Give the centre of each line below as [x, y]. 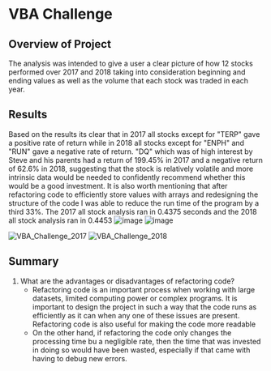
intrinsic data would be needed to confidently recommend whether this [127, 177]
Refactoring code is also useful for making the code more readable [144, 324]
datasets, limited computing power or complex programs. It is [135, 298]
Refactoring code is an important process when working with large [144, 289]
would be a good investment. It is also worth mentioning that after [118, 185]
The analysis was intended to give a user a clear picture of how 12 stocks [131, 63]
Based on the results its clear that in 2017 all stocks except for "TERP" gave [134, 134]
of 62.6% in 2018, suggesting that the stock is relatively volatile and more [131, 168]
